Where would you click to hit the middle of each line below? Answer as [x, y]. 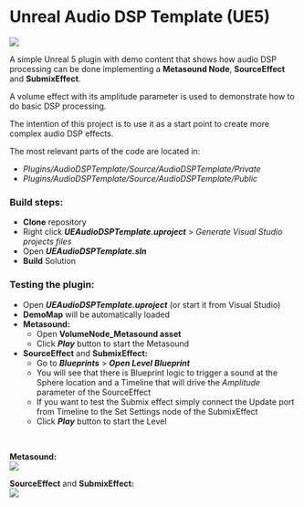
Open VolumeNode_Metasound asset [109, 333]
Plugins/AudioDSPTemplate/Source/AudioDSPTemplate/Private [142, 169]
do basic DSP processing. [58, 106]
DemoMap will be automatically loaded [96, 314]
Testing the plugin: [52, 285]
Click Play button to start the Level [101, 421]
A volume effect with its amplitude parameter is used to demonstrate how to [152, 96]
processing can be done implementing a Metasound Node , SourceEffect [147, 69]
